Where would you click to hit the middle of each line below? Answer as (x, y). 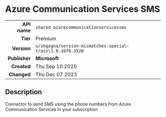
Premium (46, 38)
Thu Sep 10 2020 (56, 66)
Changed (20, 74)
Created (21, 66)
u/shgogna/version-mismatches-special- (82, 46)
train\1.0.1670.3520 (60, 51)
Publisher (19, 58)
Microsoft (47, 58)
